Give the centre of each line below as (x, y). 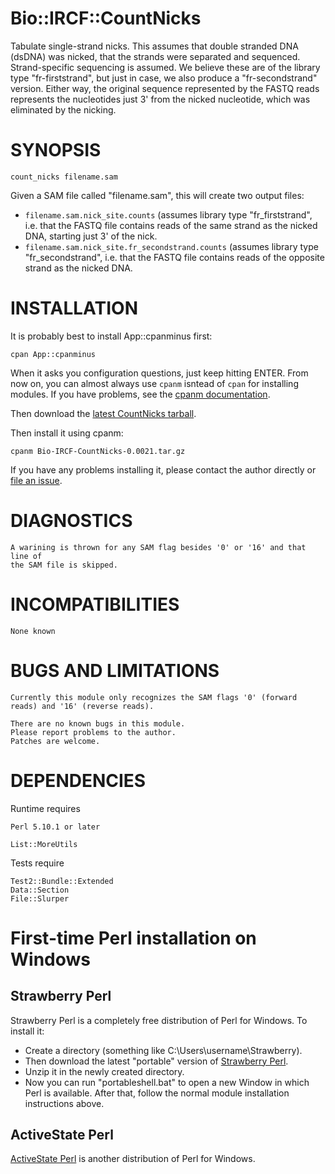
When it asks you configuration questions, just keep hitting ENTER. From (159, 373)
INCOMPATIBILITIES (95, 604)
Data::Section (40, 890)
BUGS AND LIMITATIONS (115, 670)
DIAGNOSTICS (71, 521)
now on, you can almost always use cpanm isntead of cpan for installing (154, 383)
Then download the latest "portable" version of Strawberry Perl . (156, 1061)
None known (33, 631)
